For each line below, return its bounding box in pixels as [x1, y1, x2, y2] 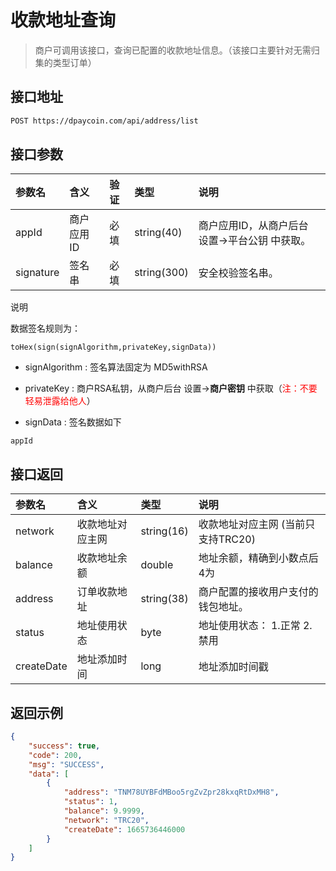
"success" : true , [28, 741, 101, 751]
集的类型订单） [34, 56, 97, 68]
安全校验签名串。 [198, 266, 279, 280]
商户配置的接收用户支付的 [198, 585, 319, 599]
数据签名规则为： [10, 322, 81, 335]
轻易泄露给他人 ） [24, 395, 96, 407]
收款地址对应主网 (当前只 [198, 517, 316, 531]
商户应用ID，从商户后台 [198, 219, 309, 233]
